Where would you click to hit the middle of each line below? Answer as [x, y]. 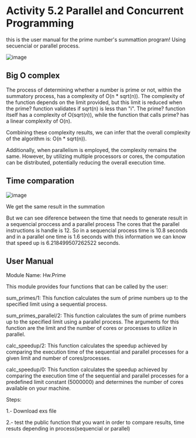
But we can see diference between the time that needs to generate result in [97, 218]
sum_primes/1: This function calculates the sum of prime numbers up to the [97, 298]
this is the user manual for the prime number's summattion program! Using [96, 39]
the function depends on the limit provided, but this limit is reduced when [94, 102]
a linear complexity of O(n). [39, 121]
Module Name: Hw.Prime [36, 275]
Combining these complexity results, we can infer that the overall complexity [98, 132]
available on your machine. [39, 388]
